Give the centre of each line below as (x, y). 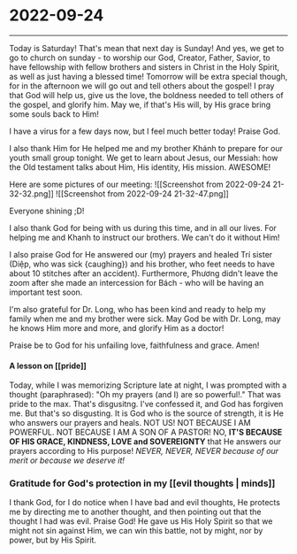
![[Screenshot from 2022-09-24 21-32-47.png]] (143, 193)
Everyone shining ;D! (47, 211)
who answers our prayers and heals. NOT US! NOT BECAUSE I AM (130, 423)
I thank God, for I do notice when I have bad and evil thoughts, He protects (145, 503)
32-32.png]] (32, 193)
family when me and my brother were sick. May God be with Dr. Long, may (145, 319)
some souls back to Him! (54, 114)
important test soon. (46, 292)
